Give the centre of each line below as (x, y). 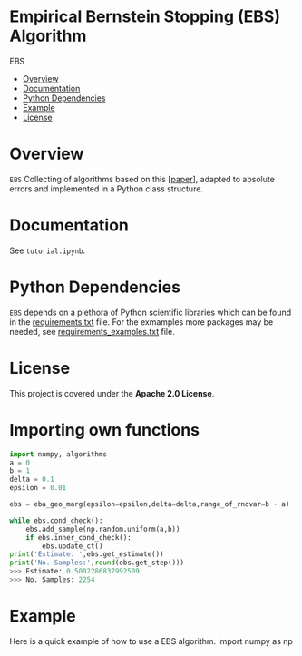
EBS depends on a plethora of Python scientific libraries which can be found (151, 312)
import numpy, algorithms (58, 454)
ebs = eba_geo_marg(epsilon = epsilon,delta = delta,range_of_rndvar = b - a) (150, 504)
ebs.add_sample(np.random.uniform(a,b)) (103, 529)
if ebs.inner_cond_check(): (78, 537)
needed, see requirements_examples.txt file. (92, 331)
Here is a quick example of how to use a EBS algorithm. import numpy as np (151, 641)
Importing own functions (105, 430)
